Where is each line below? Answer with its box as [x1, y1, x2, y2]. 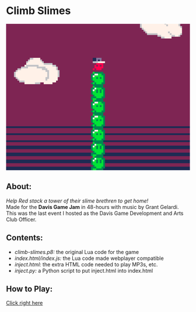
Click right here [6, 300, 43, 307]
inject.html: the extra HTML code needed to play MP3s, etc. [14, 260, 158, 268]
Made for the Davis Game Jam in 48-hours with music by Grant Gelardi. [6, 203, 179, 210]
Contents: [6, 233, 43, 243]
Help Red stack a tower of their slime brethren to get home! [6, 197, 149, 204]
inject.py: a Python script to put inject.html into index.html [14, 267, 153, 274]
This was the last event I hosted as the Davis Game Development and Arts [6, 210, 184, 217]
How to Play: [6, 284, 53, 294]
